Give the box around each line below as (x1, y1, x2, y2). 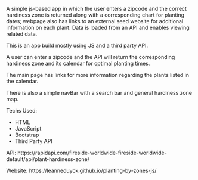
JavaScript (14, 125, 42, 132)
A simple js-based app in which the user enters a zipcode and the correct (6, 5, 187, 12)
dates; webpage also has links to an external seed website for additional (6, 18, 184, 24)
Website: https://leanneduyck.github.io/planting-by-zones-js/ (6, 167, 157, 174)
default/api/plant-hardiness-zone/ (6, 156, 89, 163)
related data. (6, 30, 38, 38)
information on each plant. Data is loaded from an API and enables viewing (6, 24, 190, 31)
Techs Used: (6, 107, 38, 114)
